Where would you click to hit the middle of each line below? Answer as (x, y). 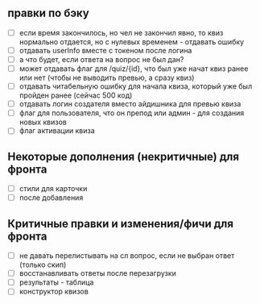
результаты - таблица (56, 282)
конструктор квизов (54, 292)
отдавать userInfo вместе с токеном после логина (105, 50)
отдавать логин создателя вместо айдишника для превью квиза (130, 104)
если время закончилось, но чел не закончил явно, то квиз (121, 32)
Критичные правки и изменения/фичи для (121, 224)
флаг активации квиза (57, 131)
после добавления (51, 198)
